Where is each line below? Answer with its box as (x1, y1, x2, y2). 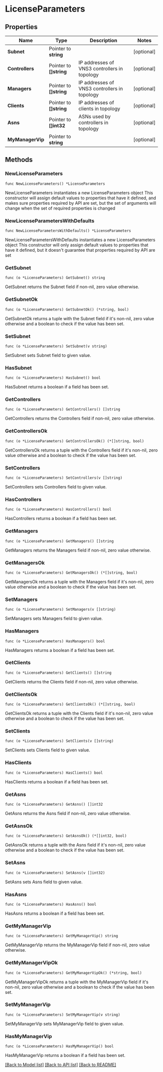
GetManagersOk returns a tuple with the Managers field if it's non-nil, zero (5, 579, 154, 585)
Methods (5, 156, 33, 164)
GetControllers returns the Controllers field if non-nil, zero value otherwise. (5, 416, 155, 422)
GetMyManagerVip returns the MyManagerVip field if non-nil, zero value (5, 942, 150, 948)
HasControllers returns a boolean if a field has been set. (5, 516, 117, 521)
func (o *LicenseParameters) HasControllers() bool (5, 507, 112, 512)
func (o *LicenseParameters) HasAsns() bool (5, 902, 97, 907)
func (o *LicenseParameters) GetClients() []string (5, 670, 112, 675)
